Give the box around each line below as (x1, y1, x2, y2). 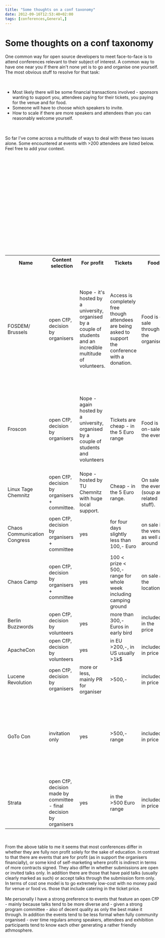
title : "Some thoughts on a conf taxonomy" (5, 7, 96, 12)
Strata (7, 800, 22, 806)
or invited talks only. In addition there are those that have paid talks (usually (5, 870, 158, 876)
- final (49, 803, 64, 809)
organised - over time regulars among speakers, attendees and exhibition (5, 917, 154, 923)
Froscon (7, 426, 27, 432)
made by (49, 790, 69, 797)
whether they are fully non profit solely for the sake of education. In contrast (5, 849, 160, 855)
